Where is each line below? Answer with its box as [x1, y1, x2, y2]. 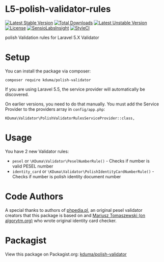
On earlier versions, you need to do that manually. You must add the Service [5, 101, 159, 107]
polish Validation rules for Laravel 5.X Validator [5, 34, 100, 40]
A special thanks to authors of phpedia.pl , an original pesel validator [5, 207, 143, 213]
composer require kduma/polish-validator [5, 77, 91, 82]
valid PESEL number [12, 163, 54, 169]
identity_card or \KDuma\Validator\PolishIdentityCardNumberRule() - [12, 168, 155, 174]
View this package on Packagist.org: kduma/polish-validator [5, 251, 127, 257]
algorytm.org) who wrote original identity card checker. [5, 218, 117, 224]
